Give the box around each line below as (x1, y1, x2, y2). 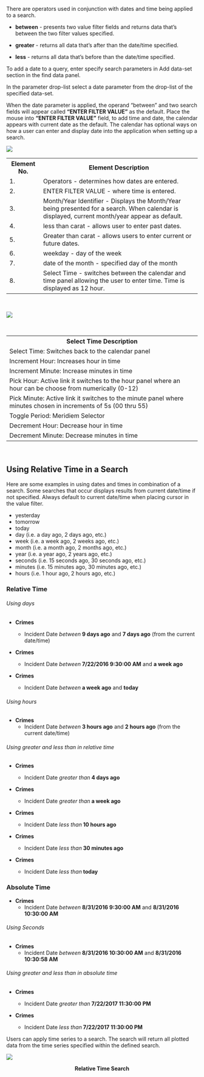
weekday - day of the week (42, 249, 122, 257)
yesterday (15, 511, 41, 518)
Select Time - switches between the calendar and (42, 269, 186, 277)
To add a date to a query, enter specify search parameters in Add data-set (6, 65, 192, 72)
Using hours (6, 698, 37, 705)
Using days (6, 600, 35, 607)
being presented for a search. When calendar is (42, 205, 179, 212)
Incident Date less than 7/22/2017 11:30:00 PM (24, 1024, 143, 1031)
